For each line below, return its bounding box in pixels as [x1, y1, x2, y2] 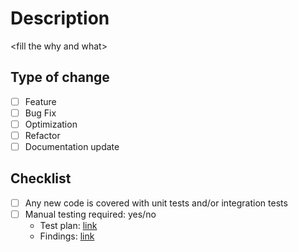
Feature [24, 95, 57, 107]
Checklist [10, 170, 72, 187]
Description [10, 7, 110, 30]
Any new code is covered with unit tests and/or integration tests [24, 197, 288, 209]
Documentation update [24, 141, 120, 152]
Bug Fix [24, 107, 57, 119]
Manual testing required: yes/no [24, 208, 157, 220]
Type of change [10, 69, 110, 86]
